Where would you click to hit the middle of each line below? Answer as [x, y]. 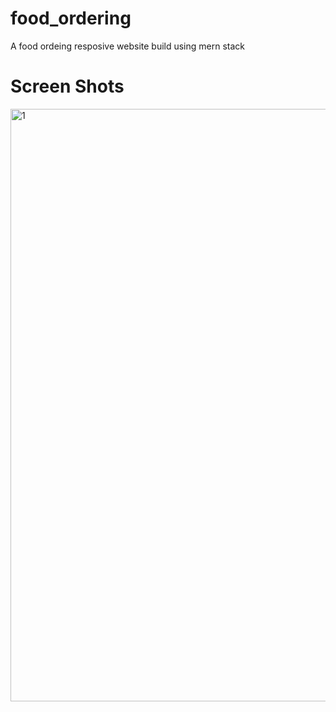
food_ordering [71, 18]
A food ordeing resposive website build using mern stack [128, 46]
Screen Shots [67, 86]
